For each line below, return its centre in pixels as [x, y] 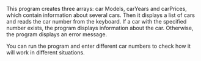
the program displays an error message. [57, 34]
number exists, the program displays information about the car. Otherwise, [100, 28]
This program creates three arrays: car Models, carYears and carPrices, [97, 9]
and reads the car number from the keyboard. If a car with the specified [97, 21]
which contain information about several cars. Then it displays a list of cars [101, 15]
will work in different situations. [46, 53]
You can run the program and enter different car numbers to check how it [99, 46]
